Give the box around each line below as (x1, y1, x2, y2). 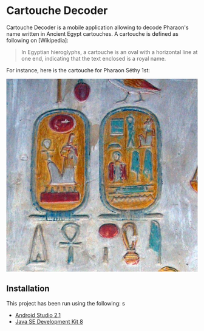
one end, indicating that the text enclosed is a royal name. (21, 55, 166, 62)
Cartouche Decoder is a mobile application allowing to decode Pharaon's (6, 24, 189, 31)
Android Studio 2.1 (15, 311, 61, 319)
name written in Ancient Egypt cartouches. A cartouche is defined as (6, 30, 179, 37)
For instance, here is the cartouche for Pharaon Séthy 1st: (6, 66, 150, 73)
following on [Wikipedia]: (6, 36, 69, 44)
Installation (6, 284, 50, 294)
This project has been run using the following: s (6, 299, 126, 307)
